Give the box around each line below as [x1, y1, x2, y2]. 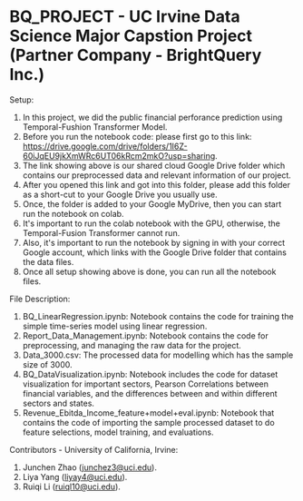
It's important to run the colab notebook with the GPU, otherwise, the [22, 218, 281, 229]
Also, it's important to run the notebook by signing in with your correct [22, 237, 286, 248]
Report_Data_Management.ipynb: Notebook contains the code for [22, 329, 269, 341]
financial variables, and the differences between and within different [22, 388, 279, 398]
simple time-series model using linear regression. [22, 320, 208, 331]
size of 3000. [22, 359, 73, 369]
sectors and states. [22, 398, 95, 408]
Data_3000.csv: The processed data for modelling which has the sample [22, 349, 294, 360]
